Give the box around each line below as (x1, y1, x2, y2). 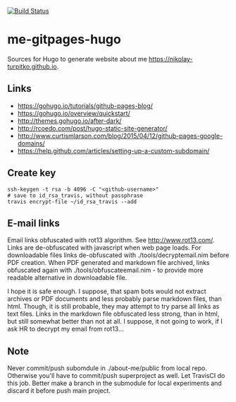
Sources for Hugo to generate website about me (7, 54, 148, 63)
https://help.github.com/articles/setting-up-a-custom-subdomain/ (17, 146, 210, 155)
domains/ (17, 138, 45, 148)
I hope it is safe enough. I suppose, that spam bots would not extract (7, 287, 206, 296)
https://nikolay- (149, 54, 193, 63)
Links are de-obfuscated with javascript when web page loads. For (7, 244, 201, 252)
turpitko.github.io (7, 62, 58, 71)
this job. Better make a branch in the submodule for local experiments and (7, 379, 222, 388)
